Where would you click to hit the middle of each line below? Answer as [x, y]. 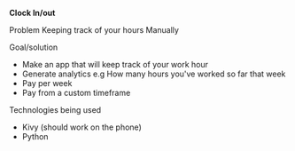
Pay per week [47, 83]
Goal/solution [34, 47]
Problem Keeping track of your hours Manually [94, 30]
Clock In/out [32, 13]
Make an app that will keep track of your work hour [115, 64]
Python [35, 136]
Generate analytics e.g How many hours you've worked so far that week [154, 74]
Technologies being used [55, 110]
